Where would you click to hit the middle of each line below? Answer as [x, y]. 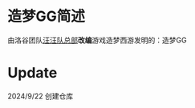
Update [32, 73]
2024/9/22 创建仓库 [41, 96]
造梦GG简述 [47, 16]
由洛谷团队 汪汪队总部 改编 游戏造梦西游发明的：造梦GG [97, 40]
